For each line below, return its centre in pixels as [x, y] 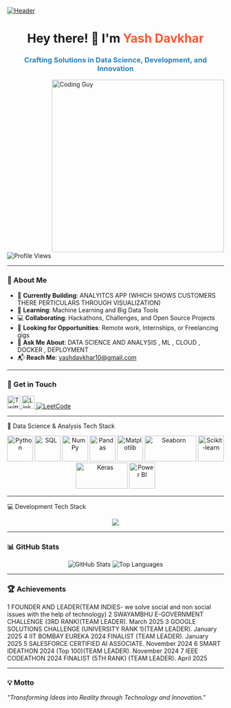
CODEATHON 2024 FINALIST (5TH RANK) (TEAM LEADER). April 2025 [107, 658]
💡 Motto [21, 682]
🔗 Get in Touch [32, 384]
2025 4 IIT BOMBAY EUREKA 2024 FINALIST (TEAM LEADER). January [108, 636]
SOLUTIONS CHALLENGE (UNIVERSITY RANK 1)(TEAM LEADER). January [112, 629]
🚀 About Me [27, 281]
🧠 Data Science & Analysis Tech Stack [61, 426]
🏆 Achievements [37, 589]
